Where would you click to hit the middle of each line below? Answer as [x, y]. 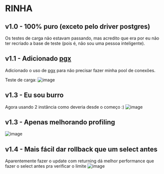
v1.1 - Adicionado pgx [38, 59]
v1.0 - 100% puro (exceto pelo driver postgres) [78, 27]
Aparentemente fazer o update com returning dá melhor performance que [80, 161]
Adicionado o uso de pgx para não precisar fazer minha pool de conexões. [80, 70]
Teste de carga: [21, 80]
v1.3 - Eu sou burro [34, 95]
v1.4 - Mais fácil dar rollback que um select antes [81, 149]
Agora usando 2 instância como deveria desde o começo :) [65, 107]
